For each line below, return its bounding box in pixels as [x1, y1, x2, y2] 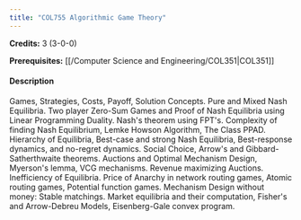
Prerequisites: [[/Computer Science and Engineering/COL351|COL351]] [9, 55, 275, 66]
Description [9, 75, 55, 86]
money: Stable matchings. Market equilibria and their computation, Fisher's [9, 190, 288, 202]
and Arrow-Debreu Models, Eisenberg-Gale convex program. [9, 200, 235, 211]
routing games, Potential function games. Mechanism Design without [9, 181, 265, 192]
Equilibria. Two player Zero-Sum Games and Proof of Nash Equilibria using [9, 105, 285, 116]
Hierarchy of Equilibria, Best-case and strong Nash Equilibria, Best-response [9, 134, 293, 145]
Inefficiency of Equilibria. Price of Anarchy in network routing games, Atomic [9, 172, 293, 182]
